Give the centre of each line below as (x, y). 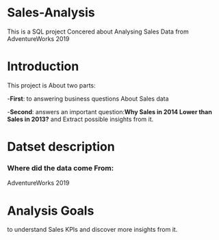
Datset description (61, 147)
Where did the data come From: (61, 168)
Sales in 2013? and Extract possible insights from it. (80, 119)
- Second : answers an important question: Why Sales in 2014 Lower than (109, 111)
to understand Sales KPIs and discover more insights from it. (92, 230)
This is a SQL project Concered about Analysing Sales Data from (98, 31)
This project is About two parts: (51, 85)
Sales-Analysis (51, 13)
